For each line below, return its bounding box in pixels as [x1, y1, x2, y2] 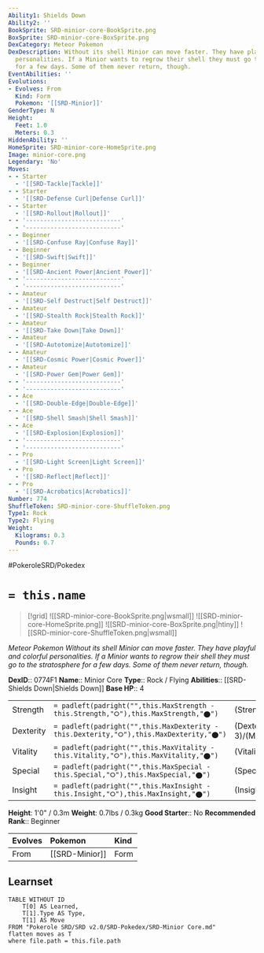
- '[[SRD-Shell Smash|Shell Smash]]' [15, 414, 139, 422]
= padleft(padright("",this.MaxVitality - [53, 743, 214, 752]
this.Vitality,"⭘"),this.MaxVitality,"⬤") [53, 751, 219, 760]
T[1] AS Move [22, 917, 65, 925]
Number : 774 [8, 495, 47, 502]
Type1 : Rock [8, 510, 47, 517]
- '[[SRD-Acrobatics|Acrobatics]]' [15, 488, 132, 495]
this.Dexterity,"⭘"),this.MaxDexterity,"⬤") [53, 730, 227, 739]
